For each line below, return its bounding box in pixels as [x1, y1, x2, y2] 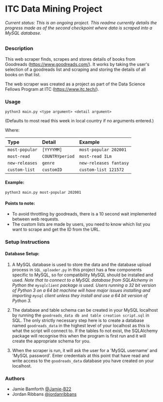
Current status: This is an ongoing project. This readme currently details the [5, 19, 157, 25]
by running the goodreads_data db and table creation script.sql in [12, 312, 149, 318]
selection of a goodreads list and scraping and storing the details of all [5, 67, 146, 72]
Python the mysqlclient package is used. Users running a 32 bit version [12, 282, 156, 288]
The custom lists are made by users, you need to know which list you [12, 221, 150, 227]
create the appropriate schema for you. [12, 338, 91, 344]
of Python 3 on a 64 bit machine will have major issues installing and [12, 287, 150, 293]
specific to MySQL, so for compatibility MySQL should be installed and [12, 272, 154, 278]
